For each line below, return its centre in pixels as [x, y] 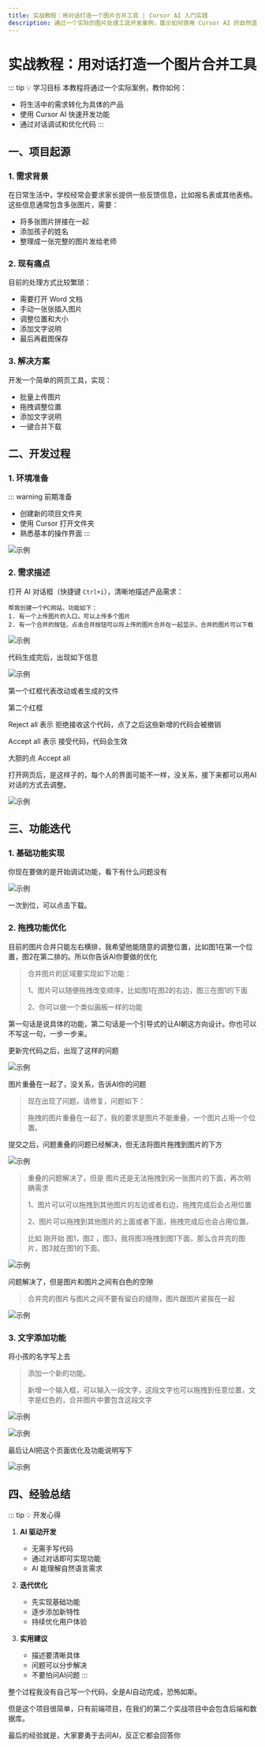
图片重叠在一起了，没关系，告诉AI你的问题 [77, 1084]
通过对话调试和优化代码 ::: [62, 124]
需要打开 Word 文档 [51, 299]
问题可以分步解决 [59, 1665]
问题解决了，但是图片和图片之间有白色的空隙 [81, 1281]
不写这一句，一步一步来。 [50, 1033]
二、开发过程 [39, 454]
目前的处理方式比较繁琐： [50, 282]
